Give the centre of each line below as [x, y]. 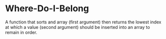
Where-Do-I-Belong [47, 9]
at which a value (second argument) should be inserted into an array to [78, 27]
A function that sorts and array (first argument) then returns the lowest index [83, 22]
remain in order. [21, 32]
